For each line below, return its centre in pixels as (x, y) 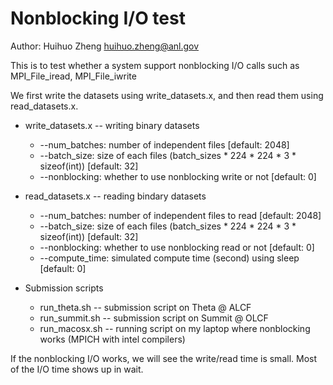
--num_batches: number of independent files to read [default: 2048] (180, 215)
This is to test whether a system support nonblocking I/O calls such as (155, 65)
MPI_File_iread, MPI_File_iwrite (73, 76)
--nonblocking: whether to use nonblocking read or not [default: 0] (177, 247)
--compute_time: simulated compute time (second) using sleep (169, 258)
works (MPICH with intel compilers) (112, 339)
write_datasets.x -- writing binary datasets (112, 125)
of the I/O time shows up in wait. (77, 369)
